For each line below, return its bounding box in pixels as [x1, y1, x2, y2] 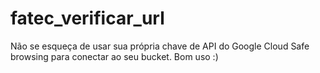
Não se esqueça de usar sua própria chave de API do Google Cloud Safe [10, 40, 310, 52]
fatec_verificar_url [10, 7, 165, 30]
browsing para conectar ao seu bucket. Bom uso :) [10, 50, 219, 62]
